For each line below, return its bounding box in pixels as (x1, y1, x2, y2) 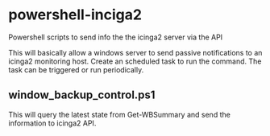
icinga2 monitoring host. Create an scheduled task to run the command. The (8, 56, 262, 66)
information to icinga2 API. (8, 118, 97, 128)
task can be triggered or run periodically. (8, 64, 144, 74)
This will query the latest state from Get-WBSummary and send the (8, 109, 231, 119)
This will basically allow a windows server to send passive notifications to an (8, 47, 263, 57)
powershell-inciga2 (8, 6, 143, 24)
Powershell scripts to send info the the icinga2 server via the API (8, 32, 223, 42)
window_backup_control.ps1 (8, 89, 156, 102)
